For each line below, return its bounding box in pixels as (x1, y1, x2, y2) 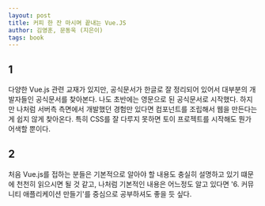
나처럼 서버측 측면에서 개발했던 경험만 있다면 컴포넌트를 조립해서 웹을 (16, 104, 230, 114)
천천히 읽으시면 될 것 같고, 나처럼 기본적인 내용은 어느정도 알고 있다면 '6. (16, 179, 240, 189)
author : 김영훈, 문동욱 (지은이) (8, 26, 104, 34)
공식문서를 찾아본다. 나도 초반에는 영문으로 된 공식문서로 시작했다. (35, 95, 239, 104)
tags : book (8, 33, 44, 42)
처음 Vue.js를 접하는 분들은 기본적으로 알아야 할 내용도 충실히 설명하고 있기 (8, 169, 240, 178)
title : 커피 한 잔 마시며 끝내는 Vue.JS (8, 19, 127, 27)
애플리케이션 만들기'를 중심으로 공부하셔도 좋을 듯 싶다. (22, 189, 192, 198)
